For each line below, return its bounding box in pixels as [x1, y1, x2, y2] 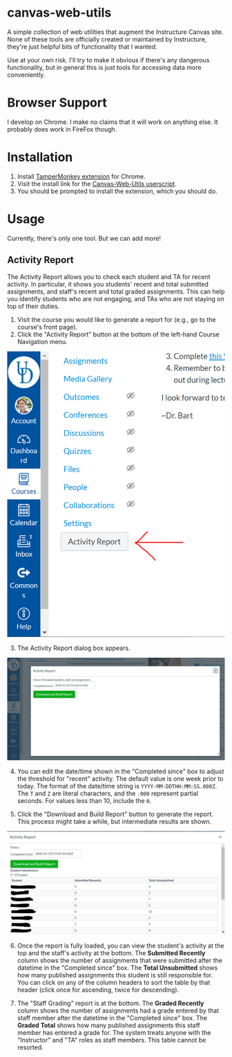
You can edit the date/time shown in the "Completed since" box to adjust [17, 767, 224, 775]
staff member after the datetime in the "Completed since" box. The [17, 1013, 208, 1022]
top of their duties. [7, 302, 60, 310]
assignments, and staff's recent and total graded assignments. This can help [7, 287, 225, 296]
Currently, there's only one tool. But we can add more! [7, 234, 161, 242]
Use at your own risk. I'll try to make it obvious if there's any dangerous [7, 55, 210, 64]
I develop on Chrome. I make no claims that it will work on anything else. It [7, 118, 218, 126]
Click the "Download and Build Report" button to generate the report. [17, 810, 214, 818]
